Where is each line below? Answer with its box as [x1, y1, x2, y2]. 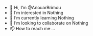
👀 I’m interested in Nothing [9, 10, 64, 16]
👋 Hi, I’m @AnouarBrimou [9, 5, 61, 10]
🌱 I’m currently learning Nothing [9, 15, 74, 20]
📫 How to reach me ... [9, 26, 55, 31]
